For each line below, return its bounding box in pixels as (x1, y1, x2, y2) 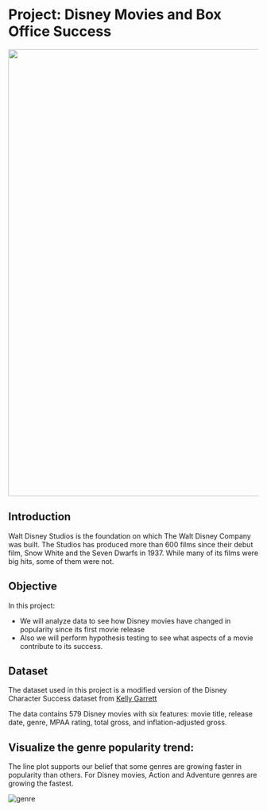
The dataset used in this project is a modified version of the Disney (8, 685, 228, 695)
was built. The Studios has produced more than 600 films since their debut (8, 539, 253, 549)
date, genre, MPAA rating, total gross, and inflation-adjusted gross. (8, 717, 227, 728)
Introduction (8, 510, 72, 523)
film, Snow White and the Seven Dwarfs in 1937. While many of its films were (8, 548, 259, 558)
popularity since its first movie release (19, 624, 145, 634)
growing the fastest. (8, 778, 74, 788)
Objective (8, 580, 58, 593)
